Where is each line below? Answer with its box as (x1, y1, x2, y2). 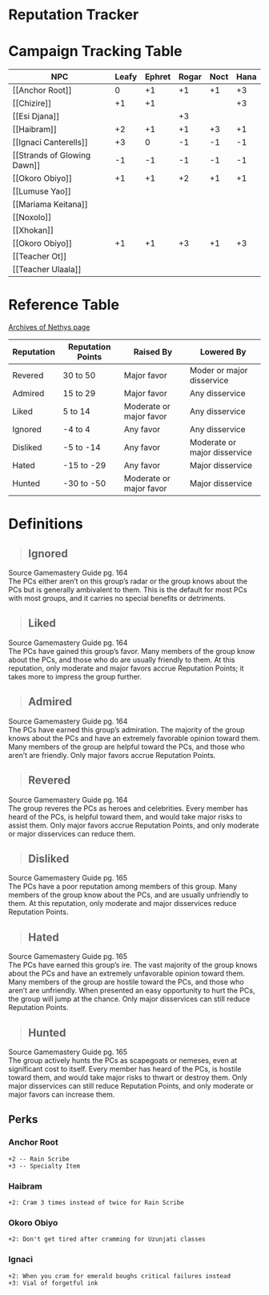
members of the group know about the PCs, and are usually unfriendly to (8, 890, 249, 900)
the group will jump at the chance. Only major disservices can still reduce (8, 994, 251, 1004)
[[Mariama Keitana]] (12, 198, 88, 210)
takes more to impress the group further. (8, 672, 143, 681)
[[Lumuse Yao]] (12, 186, 72, 197)
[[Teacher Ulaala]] (12, 264, 82, 275)
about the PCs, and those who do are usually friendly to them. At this (8, 655, 235, 664)
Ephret (144, 71, 171, 82)
